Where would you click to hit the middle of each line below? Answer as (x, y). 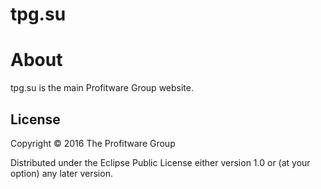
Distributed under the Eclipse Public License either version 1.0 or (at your (160, 162)
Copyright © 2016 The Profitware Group (93, 143)
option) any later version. (61, 173)
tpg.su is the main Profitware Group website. (102, 88)
